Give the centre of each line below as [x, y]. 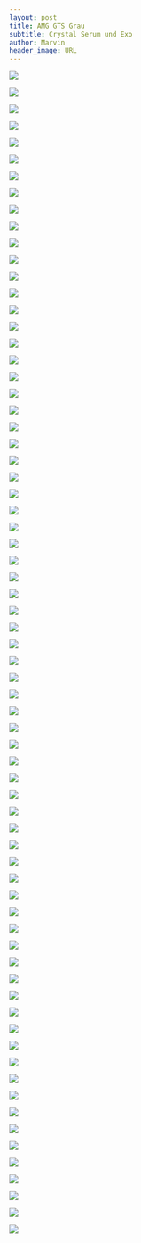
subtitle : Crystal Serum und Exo [71, 34]
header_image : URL [43, 51]
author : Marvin [37, 42]
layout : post [33, 17]
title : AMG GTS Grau [47, 26]
